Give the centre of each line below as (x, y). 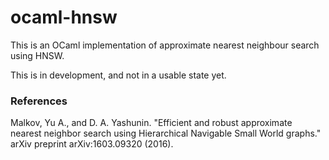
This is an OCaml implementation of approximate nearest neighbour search (165, 45)
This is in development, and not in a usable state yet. (118, 75)
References (39, 101)
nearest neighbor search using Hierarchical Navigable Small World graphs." (166, 133)
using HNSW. (37, 55)
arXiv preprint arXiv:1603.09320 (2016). (92, 144)
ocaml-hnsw (64, 17)
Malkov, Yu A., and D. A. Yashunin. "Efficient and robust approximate (151, 123)
